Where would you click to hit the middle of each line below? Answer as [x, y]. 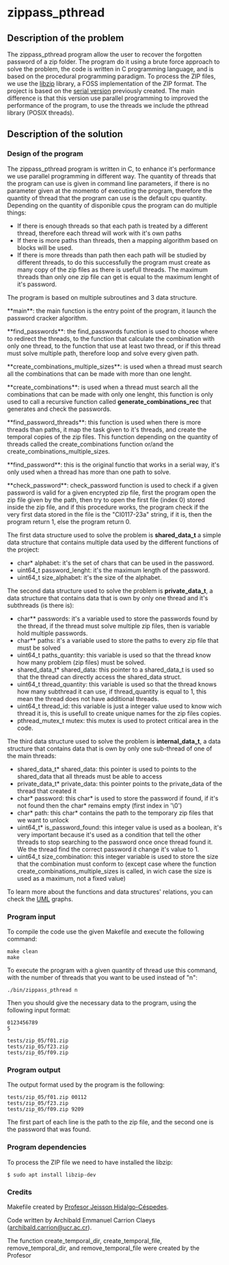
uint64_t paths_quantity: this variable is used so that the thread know [114, 655]
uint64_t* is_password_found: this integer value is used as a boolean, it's [119, 827]
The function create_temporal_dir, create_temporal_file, [85, 1240]
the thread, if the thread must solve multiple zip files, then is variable [113, 626]
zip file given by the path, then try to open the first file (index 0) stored [106, 499]
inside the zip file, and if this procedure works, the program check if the [108, 507]
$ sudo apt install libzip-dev [52, 1174]
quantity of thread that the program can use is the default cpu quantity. [107, 198]
